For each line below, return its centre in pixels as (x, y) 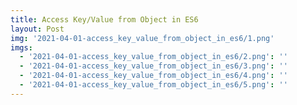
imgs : (21, 47)
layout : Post (37, 29)
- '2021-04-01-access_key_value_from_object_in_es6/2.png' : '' (153, 57)
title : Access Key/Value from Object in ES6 (104, 19)
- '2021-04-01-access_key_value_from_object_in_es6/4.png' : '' (153, 76)
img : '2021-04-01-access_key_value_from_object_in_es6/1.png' (142, 38)
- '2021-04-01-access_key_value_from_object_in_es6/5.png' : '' (153, 85)
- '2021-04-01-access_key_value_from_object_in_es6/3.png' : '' (153, 66)
